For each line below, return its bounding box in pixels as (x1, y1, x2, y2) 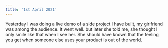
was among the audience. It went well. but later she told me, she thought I (5, 26, 158, 32)
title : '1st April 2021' (5, 7, 57, 12)
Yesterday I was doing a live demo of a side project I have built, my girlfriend (5, 21, 163, 27)
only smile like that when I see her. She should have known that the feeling (5, 31, 159, 37)
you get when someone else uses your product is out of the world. (5, 37, 143, 43)
